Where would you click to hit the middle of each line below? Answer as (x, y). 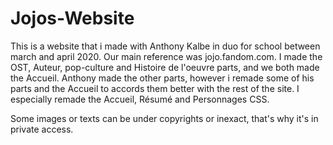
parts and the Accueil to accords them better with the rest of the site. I (155, 88)
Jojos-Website (72, 18)
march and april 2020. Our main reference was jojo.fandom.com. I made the (166, 56)
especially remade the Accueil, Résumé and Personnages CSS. (140, 99)
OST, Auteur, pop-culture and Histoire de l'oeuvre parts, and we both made (165, 67)
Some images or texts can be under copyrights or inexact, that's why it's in (164, 118)
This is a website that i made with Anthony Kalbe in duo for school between (165, 46)
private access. (42, 129)
